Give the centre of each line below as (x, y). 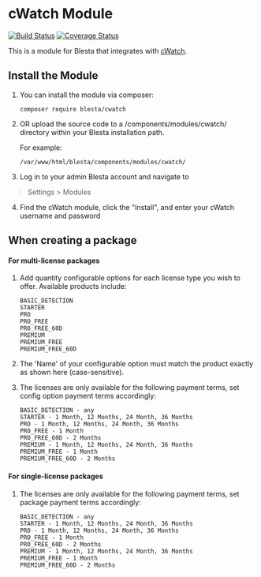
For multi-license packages (54, 260)
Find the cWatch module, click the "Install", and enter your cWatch (127, 207)
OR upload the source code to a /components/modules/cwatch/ (123, 124)
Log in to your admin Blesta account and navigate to (104, 176)
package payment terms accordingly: (80, 502)
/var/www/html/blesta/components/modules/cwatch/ (103, 162)
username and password (60, 215)
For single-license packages (56, 476)
